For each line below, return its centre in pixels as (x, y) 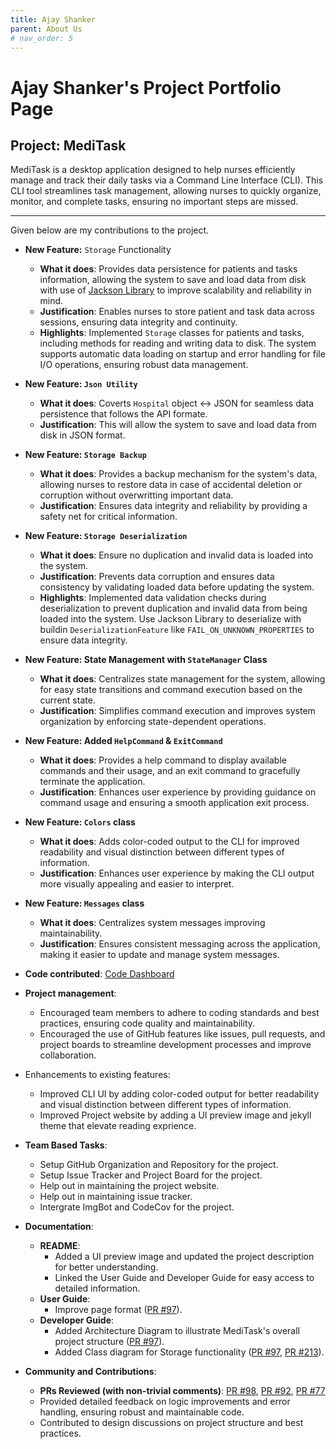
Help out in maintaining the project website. (129, 1186)
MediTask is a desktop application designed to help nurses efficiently (153, 170)
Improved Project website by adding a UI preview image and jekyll (175, 1115)
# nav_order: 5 (42, 38)
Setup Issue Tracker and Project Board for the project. (151, 1175)
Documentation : (59, 1227)
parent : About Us (46, 29)
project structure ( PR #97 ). (109, 1342)
